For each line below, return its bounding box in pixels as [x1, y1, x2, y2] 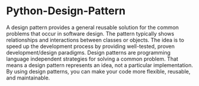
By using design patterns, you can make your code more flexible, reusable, [6, 68, 191, 75]
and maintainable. [6, 74, 50, 81]
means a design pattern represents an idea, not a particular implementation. [6, 61, 193, 69]
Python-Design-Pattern [6, 4, 126, 18]
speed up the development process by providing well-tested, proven [6, 43, 175, 50]
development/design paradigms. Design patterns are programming [6, 49, 171, 56]
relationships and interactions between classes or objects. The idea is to [6, 36, 184, 43]
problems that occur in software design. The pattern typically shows [6, 30, 174, 37]
